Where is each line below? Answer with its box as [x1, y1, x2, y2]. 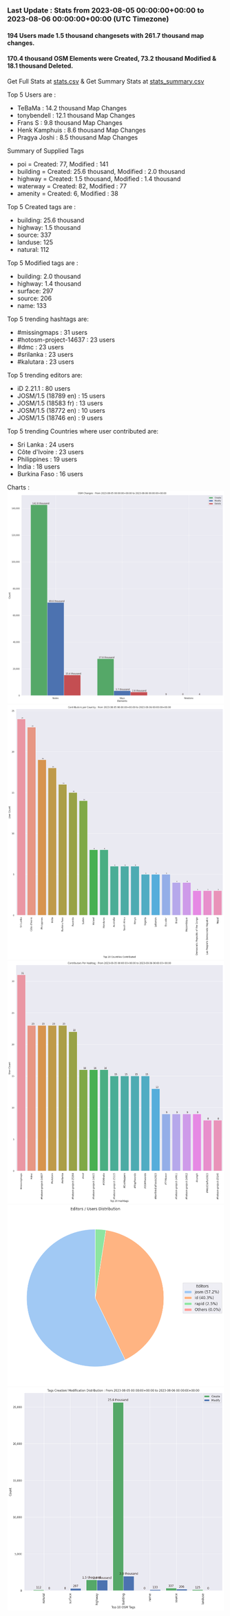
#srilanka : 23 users [17, 350, 74, 358]
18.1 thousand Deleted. [7, 61, 74, 70]
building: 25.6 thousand [17, 216, 85, 224]
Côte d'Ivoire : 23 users [17, 447, 84, 456]
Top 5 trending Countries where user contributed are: [7, 427, 159, 435]
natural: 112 [17, 245, 50, 253]
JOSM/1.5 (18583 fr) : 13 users [17, 399, 103, 407]
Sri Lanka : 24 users [17, 440, 74, 449]
